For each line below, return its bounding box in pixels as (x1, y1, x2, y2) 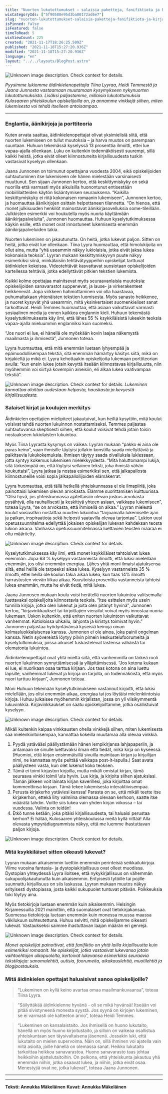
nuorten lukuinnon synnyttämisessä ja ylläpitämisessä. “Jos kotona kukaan (5, 660, 159, 666)
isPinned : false (5, 21, 39, 27)
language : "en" (5, 54, 37, 59)
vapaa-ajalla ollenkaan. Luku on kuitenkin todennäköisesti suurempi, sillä (5, 148, 155, 154)
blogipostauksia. (5, 963, 40, 969)
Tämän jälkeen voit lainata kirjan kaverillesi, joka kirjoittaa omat (12, 778, 142, 784)
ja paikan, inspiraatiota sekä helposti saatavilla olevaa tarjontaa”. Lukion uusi (5, 515, 162, 521)
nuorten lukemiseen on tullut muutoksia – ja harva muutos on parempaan (5, 137, 155, 143)
